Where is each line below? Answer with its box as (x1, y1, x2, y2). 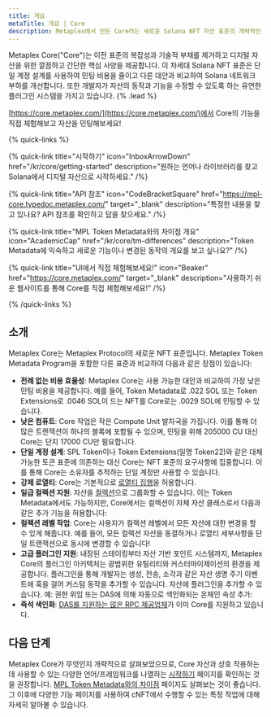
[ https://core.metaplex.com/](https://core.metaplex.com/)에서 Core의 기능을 (8, 108, 260, 118)
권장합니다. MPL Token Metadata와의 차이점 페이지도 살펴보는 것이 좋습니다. (16, 680, 261, 689)
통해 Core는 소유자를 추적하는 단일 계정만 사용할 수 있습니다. (28, 467, 221, 477)
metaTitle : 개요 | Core (8, 20, 85, 28)
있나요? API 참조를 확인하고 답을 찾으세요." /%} (16, 209, 166, 220)
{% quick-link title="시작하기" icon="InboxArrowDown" (8, 151, 191, 161)
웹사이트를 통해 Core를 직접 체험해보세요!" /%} (16, 283, 166, 293)
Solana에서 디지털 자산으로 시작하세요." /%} (8, 172, 148, 181)
